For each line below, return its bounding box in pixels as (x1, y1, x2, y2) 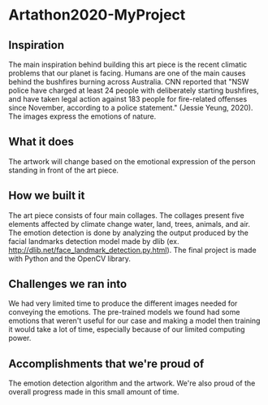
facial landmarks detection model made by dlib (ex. (8, 236, 179, 246)
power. (8, 333, 32, 343)
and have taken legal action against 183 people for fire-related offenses (8, 94, 248, 103)
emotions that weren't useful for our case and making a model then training (8, 316, 261, 326)
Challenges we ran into (8, 277, 128, 291)
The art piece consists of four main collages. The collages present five (8, 210, 245, 220)
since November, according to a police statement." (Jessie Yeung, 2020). (8, 103, 253, 112)
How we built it (8, 189, 85, 202)
